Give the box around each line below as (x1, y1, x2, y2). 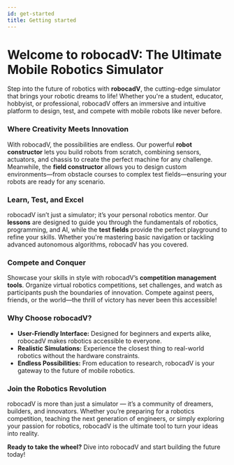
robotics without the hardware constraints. (17, 351, 140, 360)
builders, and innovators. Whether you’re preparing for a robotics (7, 406, 195, 415)
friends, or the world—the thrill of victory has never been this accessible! (7, 296, 217, 304)
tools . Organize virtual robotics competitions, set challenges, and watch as (7, 281, 223, 290)
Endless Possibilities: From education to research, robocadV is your (17, 359, 215, 367)
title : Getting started (7, 17, 77, 24)
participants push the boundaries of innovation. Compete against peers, (7, 288, 214, 297)
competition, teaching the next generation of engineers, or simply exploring (7, 414, 225, 422)
